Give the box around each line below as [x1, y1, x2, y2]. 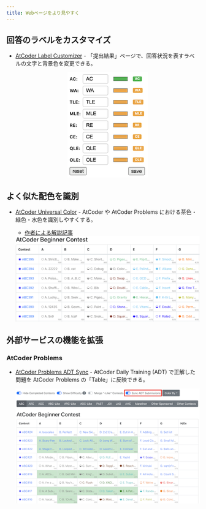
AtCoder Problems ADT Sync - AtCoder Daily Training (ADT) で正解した [15, 368, 196, 376]
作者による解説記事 [24, 229, 74, 236]
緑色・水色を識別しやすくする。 [15, 216, 96, 224]
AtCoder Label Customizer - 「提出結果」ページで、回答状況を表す [15, 52, 184, 59]
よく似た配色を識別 [6, 190, 79, 202]
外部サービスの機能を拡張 [6, 334, 103, 345]
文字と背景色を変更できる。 [26, 60, 96, 67]
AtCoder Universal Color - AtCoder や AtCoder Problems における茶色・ [15, 208, 197, 216]
